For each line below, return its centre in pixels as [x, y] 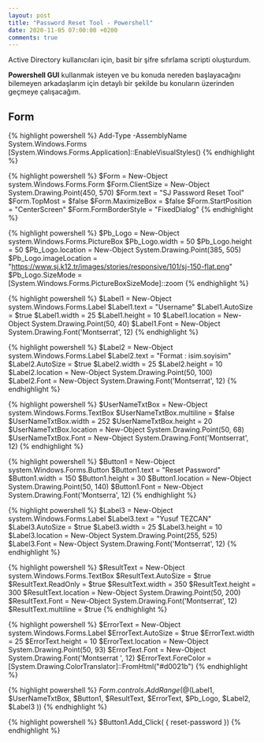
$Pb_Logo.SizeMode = [45, 275]
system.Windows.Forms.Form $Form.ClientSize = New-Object [109, 184]
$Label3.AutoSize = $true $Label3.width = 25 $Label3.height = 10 [115, 527]
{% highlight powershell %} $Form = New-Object [88, 176]
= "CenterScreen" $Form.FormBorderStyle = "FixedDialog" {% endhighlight [131, 210]
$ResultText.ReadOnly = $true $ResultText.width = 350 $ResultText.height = [132, 585]
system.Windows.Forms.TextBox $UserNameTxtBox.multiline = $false [121, 413]
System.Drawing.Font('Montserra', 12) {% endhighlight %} [102, 495]
